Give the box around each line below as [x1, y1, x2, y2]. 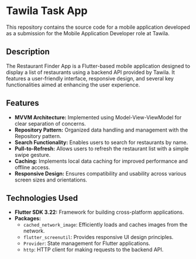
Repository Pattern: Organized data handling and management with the [14, 126, 188, 133]
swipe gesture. [14, 151, 51, 158]
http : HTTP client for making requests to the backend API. [23, 246, 164, 253]
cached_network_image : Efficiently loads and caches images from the [23, 221, 188, 228]
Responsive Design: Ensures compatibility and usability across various [14, 170, 187, 177]
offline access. [14, 163, 50, 171]
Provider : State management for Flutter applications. [23, 240, 150, 247]
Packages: [14, 215, 42, 222]
